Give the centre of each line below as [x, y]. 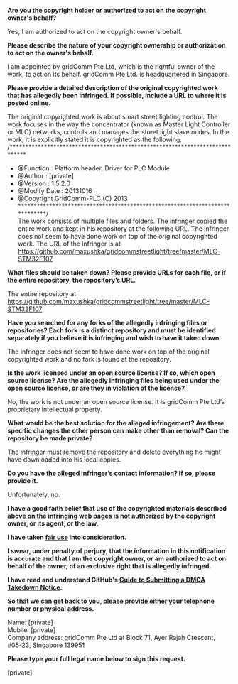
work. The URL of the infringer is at [69, 244]
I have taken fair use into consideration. [67, 537]
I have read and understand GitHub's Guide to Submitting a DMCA [107, 580]
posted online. [29, 103]
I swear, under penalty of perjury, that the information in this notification [117, 551]
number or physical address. [51, 609]
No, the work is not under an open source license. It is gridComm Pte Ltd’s [116, 402]
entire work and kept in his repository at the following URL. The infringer [123, 229]
